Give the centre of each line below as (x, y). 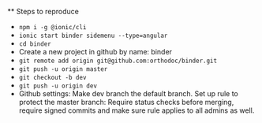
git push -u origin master (63, 69)
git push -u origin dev (58, 86)
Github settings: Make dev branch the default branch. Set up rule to (128, 93)
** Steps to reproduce (43, 11)
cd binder (35, 44)
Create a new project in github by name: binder (95, 52)
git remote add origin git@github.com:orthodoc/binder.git (118, 61)
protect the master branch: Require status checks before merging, (126, 102)
